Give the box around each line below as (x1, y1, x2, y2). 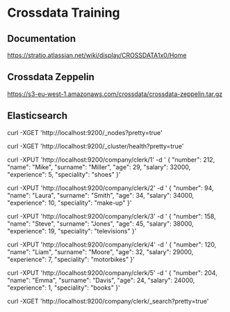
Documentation (7, 33, 76, 45)
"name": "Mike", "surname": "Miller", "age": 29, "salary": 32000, (7, 162, 191, 171)
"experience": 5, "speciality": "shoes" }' (7, 170, 121, 178)
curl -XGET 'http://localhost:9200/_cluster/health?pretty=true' (7, 141, 184, 150)
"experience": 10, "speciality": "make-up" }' (7, 198, 132, 207)
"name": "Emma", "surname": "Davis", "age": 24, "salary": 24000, (7, 276, 195, 284)
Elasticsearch (7, 110, 68, 122)
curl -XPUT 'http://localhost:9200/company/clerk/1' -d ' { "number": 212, (7, 155, 215, 164)
